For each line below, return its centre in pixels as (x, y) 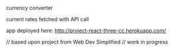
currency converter (29, 8)
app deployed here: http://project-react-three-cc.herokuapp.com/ (86, 30)
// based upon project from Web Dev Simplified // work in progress (87, 42)
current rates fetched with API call (47, 19)
